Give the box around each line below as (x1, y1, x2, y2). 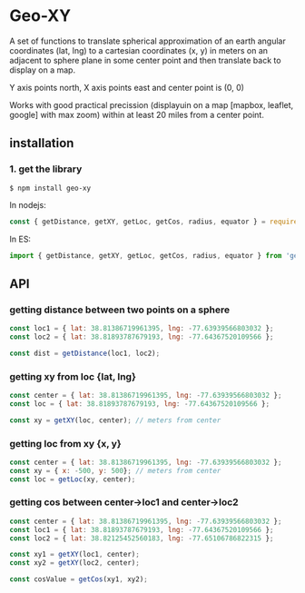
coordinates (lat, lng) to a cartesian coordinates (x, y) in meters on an (9, 44, 269, 55)
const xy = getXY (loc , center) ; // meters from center (9, 415, 221, 425)
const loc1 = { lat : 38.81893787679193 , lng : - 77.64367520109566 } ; (9, 525, 274, 534)
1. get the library (9, 163, 83, 175)
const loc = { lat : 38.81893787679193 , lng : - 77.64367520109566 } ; (9, 399, 271, 409)
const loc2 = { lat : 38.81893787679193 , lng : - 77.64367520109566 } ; (9, 332, 274, 341)
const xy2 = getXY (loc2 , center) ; (9, 558, 141, 568)
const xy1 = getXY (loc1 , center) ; (9, 550, 141, 559)
